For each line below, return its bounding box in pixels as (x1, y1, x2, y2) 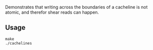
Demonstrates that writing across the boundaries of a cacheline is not (5, 4, 148, 10)
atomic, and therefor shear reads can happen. (5, 9, 99, 15)
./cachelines (5, 41, 32, 46)
